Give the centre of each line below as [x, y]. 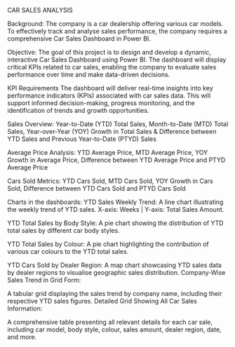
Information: [25, 308]
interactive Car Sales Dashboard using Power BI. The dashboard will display [117, 60]
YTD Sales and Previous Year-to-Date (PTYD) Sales [82, 139]
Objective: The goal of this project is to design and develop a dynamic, [109, 52]
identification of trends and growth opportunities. [78, 110]
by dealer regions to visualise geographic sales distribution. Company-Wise [116, 272]
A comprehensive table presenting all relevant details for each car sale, [110, 322]
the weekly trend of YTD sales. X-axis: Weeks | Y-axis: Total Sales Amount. [116, 209]
